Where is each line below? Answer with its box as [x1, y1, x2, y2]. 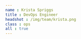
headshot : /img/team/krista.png [5, 17, 76, 22]
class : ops [5, 21, 31, 27]
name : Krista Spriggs [5, 7, 53, 13]
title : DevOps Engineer [5, 12, 58, 17]
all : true [5, 26, 29, 31]
